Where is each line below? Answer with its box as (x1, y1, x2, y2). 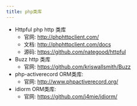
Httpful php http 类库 (14, 26, 67, 33)
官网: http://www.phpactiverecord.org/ (23, 78, 119, 85)
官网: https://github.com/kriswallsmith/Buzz (23, 63, 131, 70)
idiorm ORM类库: (14, 85, 57, 92)
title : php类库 (6, 8, 42, 15)
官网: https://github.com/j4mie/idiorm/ (23, 93, 118, 100)
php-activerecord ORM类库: (14, 70, 83, 77)
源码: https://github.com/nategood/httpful (23, 48, 126, 55)
